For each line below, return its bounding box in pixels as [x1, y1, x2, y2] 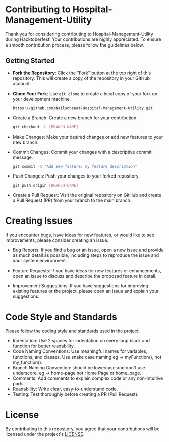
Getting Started [5, 57, 55, 65]
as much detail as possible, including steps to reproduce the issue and [12, 252, 159, 258]
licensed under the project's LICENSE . [5, 431, 85, 437]
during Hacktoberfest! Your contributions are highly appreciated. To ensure [5, 36, 161, 42]
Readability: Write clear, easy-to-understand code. [12, 386, 118, 392]
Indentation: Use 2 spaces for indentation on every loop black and [12, 338, 150, 344]
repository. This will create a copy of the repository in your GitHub [12, 75, 150, 81]
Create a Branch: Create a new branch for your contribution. [12, 115, 138, 121]
